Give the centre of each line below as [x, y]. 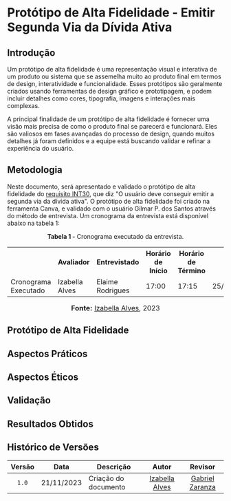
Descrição [114, 467]
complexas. [23, 106]
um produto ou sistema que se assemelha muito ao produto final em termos [114, 76]
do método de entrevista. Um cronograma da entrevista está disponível [108, 215]
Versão [23, 467]
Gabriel [202, 478]
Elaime [107, 281]
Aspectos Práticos [47, 353]
